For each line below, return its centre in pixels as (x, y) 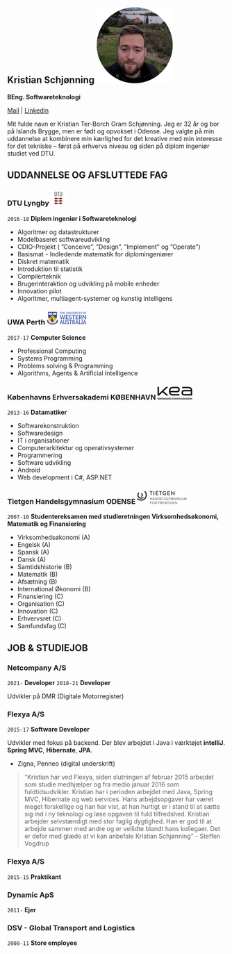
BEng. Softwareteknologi (44, 97)
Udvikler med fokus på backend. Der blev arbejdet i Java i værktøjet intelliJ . (116, 743)
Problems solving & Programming (65, 365)
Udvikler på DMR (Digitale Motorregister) (66, 696)
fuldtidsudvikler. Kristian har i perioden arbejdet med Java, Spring (118, 792)
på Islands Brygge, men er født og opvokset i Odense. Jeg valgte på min (111, 131)
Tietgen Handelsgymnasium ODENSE (72, 502)
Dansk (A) (32, 559)
